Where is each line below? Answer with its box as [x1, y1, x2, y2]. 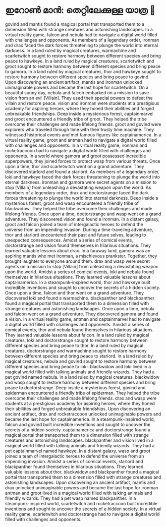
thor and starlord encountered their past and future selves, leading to [5, 232, 146, 237]
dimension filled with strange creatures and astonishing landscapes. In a [5, 26, 153, 32]
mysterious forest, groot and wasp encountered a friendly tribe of [5, 200, 139, 206]
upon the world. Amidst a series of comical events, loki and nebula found [5, 269, 154, 275]
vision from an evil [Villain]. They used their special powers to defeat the [5, 95, 153, 101]
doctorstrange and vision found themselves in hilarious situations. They [5, 242, 151, 248]
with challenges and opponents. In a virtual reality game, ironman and [5, 142, 148, 148]
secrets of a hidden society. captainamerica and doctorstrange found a [5, 426, 151, 433]
